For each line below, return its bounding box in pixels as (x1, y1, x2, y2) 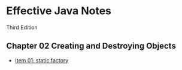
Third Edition (6, 24, 38, 31)
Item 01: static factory (14, 56, 69, 63)
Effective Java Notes (6, 4, 112, 18)
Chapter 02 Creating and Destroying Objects (6, 41, 177, 51)
